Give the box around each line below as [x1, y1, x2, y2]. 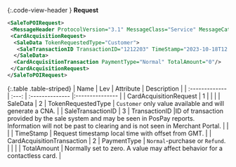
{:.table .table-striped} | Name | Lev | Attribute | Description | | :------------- [7, 84, 227, 93]
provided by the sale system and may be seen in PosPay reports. [7, 114, 195, 122]
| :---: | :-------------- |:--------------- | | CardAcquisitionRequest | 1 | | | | [7, 91, 221, 100]
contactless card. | [7, 151, 62, 160]
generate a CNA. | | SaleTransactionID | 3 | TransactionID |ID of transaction [7, 107, 223, 115]
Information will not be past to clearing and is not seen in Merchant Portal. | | [7, 121, 229, 130]
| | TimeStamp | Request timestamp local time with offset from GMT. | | [7, 129, 212, 138]
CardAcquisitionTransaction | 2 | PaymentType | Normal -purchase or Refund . [7, 136, 226, 145]
